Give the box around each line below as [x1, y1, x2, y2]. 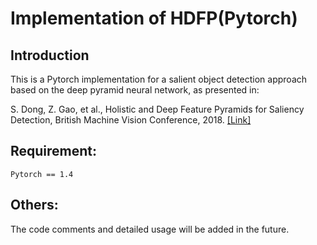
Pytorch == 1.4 [10, 169, 74, 179]
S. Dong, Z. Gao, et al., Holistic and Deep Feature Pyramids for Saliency [10, 103, 305, 115]
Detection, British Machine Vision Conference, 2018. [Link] [10, 114, 252, 126]
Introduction [10, 47, 90, 64]
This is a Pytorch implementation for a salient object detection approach [10, 73, 308, 85]
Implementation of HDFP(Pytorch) [10, 7, 298, 30]
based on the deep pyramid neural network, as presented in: [10, 84, 260, 96]
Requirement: [10, 143, 98, 160]
